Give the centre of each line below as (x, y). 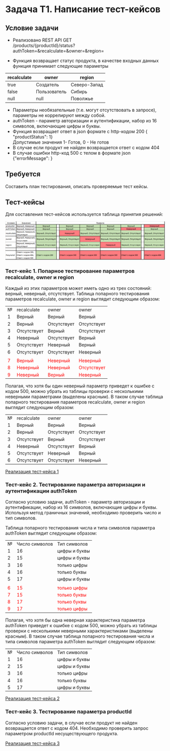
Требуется (23, 174)
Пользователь (51, 92)
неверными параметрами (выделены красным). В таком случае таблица (84, 396)
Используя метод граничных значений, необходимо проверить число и (83, 513)
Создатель (48, 84)
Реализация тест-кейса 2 (32, 698)
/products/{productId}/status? (44, 46)
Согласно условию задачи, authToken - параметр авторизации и (75, 502)
